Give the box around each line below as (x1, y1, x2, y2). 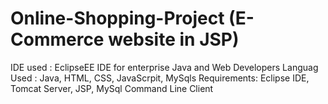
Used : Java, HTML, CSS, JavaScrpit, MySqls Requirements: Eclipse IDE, (10, 72, 310, 84)
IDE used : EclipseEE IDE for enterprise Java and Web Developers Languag (10, 61, 319, 73)
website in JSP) (108, 28, 240, 51)
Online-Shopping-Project (10, 7, 225, 30)
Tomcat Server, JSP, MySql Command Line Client (10, 82, 214, 94)
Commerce (10, 28, 105, 51)
